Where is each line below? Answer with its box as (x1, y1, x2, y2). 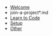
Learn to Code (10, 15, 40, 20)
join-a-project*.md (10, 9, 49, 15)
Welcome (10, 4, 30, 10)
